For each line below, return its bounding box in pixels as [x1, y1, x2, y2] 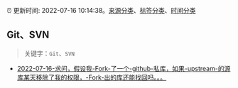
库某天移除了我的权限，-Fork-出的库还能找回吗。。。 [16, 73, 167, 82]
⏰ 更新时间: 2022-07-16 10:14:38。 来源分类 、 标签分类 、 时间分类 [6, 6, 196, 14]
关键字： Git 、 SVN [23, 49, 75, 57]
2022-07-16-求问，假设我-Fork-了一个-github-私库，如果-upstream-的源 [16, 64, 231, 72]
